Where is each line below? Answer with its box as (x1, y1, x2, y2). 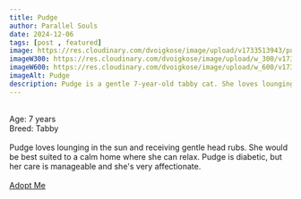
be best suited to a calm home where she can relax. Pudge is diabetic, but (9, 151, 282, 162)
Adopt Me (9, 179, 47, 190)
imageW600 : (9, 63, 50, 72)
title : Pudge (9, 12, 58, 22)
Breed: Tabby (9, 122, 59, 134)
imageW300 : (9, 54, 50, 63)
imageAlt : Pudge (9, 71, 70, 80)
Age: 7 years (9, 113, 56, 124)
